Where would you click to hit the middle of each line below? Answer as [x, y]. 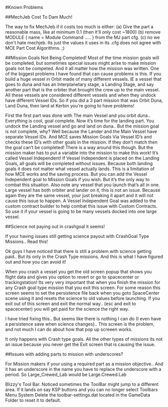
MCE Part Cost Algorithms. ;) [35, 48]
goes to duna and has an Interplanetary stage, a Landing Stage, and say [79, 84]
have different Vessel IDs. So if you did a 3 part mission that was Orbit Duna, [84, 100]
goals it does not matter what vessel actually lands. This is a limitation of [80, 169]
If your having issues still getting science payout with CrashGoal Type [77, 236]
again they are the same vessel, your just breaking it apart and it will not [79, 195]
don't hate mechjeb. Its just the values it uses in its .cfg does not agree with [83, 43]
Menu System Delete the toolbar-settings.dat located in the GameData [78, 395]
